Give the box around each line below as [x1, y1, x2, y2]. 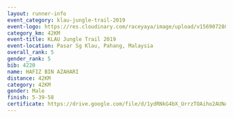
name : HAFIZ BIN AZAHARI [7, 68, 79, 75]
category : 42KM [7, 81, 51, 88]
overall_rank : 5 [7, 49, 54, 56]
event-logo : [7, 23, 42, 30]
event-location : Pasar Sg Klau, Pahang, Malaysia [7, 42, 154, 49]
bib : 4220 [7, 62, 36, 69]
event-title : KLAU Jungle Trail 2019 [7, 36, 116, 43]
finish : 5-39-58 [7, 94, 54, 101]
